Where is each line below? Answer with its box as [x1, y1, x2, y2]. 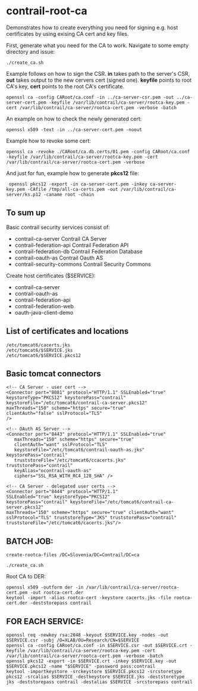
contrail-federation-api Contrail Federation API [14, 241, 129, 249]
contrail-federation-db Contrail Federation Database [14, 247, 143, 255]
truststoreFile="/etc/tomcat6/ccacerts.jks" [14, 457, 127, 463]
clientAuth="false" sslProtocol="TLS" [6, 410, 102, 417]
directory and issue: [6, 48, 55, 55]
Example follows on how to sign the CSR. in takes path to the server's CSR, [6, 70, 190, 77]
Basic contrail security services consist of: [6, 224, 110, 231]
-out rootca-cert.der [30, 590, 84, 596]
